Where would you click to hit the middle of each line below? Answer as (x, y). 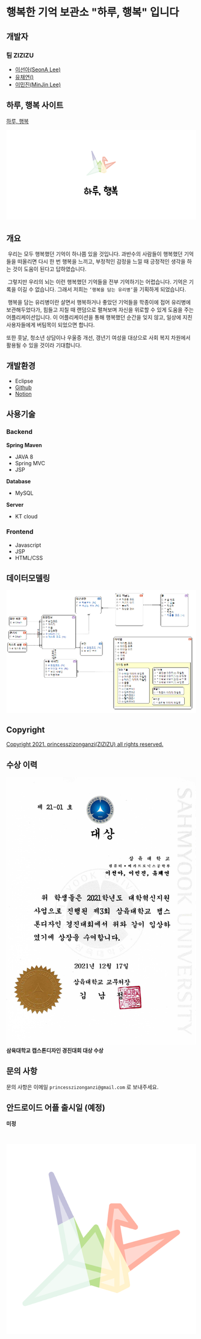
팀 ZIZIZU (20, 55)
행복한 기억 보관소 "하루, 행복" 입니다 (93, 12)
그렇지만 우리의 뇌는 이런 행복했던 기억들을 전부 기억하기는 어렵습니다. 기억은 (97, 282)
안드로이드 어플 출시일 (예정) (56, 1108)
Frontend (20, 532)
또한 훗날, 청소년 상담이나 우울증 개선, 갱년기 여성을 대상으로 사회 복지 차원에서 (98, 338)
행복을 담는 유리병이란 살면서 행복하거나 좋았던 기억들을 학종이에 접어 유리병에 (99, 302)
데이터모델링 (28, 578)
